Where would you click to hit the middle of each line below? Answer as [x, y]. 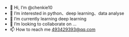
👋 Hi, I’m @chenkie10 [31, 8]
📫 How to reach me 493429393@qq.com [53, 29]
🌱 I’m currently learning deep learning [48, 19]
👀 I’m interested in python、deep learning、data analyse [67, 13]
